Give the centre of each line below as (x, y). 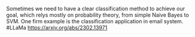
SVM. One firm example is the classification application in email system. (95, 21)
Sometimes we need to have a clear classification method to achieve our (96, 9)
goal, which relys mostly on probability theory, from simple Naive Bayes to (98, 15)
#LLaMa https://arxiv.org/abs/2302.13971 (57, 27)
